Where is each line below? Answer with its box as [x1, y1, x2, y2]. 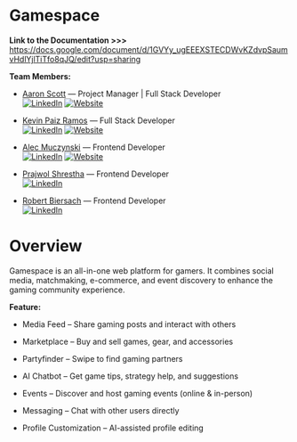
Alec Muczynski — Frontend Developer [21, 142, 166, 152]
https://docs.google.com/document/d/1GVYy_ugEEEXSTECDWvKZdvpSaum [9, 44, 289, 54]
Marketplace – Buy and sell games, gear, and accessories [21, 336, 234, 347]
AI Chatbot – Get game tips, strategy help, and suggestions [21, 371, 238, 381]
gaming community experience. [9, 284, 126, 295]
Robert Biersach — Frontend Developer [21, 195, 166, 206]
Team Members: [9, 70, 71, 81]
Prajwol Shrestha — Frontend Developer [21, 168, 170, 179]
